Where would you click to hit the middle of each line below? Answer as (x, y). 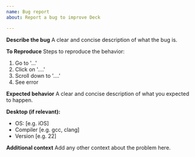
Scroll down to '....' (38, 76)
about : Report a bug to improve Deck (53, 17)
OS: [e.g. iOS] (32, 123)
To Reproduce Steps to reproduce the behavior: (65, 51)
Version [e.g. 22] (36, 136)
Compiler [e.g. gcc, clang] (47, 129)
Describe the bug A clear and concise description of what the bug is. (92, 40)
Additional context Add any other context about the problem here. (88, 147)
